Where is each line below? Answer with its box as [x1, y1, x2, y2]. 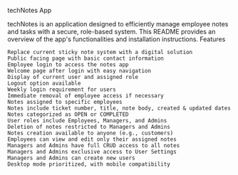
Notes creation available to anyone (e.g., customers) [7, 129, 174, 137]
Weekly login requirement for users [7, 86, 116, 93]
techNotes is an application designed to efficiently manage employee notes [7, 20, 229, 28]
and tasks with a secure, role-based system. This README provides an [7, 28, 216, 36]
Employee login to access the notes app [7, 61, 130, 68]
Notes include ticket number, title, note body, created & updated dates [7, 105, 232, 112]
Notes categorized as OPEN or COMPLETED [7, 111, 130, 118]
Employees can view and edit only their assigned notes [7, 136, 177, 143]
